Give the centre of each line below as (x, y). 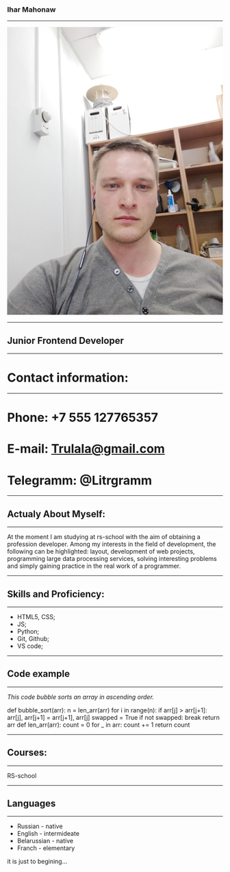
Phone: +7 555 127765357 (83, 418)
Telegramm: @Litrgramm (80, 480)
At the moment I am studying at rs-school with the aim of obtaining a (104, 537)
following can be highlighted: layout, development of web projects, (101, 551)
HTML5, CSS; (36, 616)
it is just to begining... (37, 862)
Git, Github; (33, 638)
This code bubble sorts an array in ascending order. (80, 697)
